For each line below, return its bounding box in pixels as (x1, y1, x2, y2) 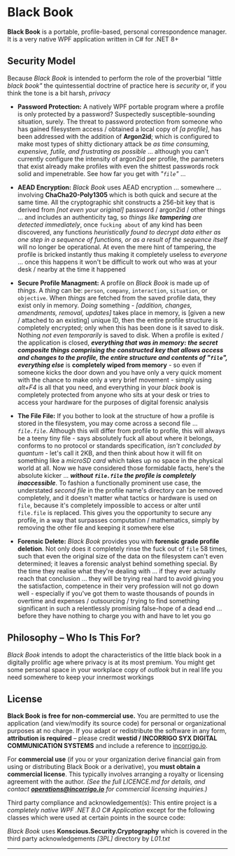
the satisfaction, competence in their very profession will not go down (17, 582, 219, 590)
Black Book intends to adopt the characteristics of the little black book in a (7, 650, 222, 659)
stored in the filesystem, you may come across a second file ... (17, 419, 198, 427)
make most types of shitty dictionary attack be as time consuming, (17, 140, 210, 148)
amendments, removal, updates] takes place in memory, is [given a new (17, 308, 225, 316)
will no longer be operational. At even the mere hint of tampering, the (17, 243, 217, 251)
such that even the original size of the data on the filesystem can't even (17, 551, 224, 560)
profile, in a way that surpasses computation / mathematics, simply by (17, 516, 220, 524)
